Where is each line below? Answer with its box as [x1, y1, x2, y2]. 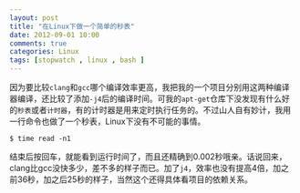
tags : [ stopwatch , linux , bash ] [9, 56, 145, 65]
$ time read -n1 [9, 134, 71, 143]
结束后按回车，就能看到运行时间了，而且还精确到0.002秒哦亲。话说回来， [9, 151, 287, 162]
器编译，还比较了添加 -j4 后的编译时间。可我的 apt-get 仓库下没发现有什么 [9, 93, 283, 104]
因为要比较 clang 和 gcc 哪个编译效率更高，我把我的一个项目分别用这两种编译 [9, 82, 290, 92]
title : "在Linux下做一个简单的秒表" [9, 22, 135, 31]
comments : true [9, 38, 67, 48]
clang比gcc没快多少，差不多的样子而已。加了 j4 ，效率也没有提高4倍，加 [9, 163, 282, 173]
